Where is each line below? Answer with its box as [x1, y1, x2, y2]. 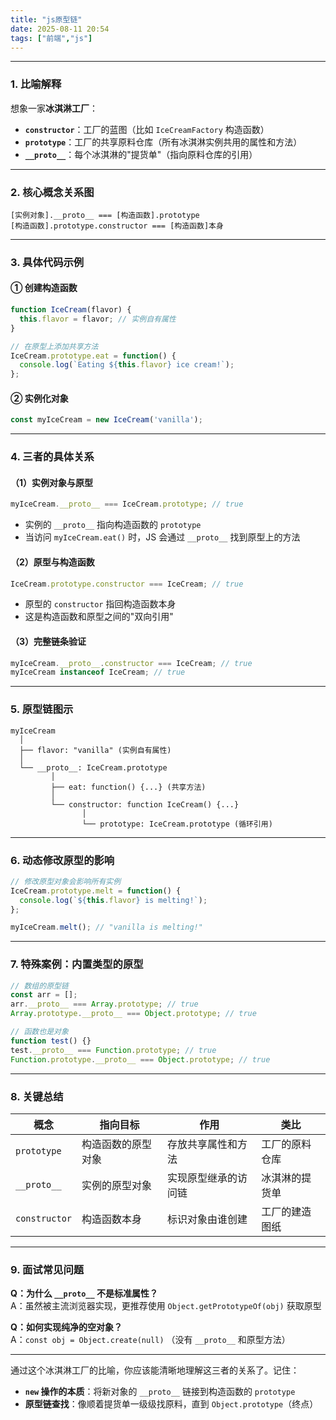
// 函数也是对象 [10, 1027, 69, 1037]
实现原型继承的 [167, 1171, 238, 1185]
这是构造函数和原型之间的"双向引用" [24, 611, 174, 623]
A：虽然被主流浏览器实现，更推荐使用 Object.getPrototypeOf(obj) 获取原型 [10, 1300, 322, 1312]
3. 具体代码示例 [10, 255, 85, 269]
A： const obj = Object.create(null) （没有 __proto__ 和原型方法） [10, 1334, 291, 1346]
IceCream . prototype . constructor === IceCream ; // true [10, 579, 244, 589]
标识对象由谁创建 [167, 1212, 248, 1226]
